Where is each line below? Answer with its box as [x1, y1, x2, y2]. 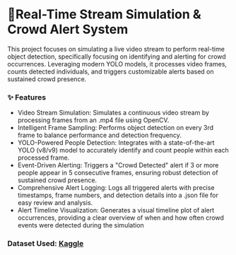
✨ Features [7, 92, 47, 102]
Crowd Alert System [7, 21, 129, 37]
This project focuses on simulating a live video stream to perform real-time [7, 45, 225, 53]
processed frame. [17, 153, 70, 162]
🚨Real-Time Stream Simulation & [7, 6, 201, 23]
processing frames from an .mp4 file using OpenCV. [17, 116, 170, 124]
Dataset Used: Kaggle [7, 239, 84, 249]
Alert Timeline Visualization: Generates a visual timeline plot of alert [17, 206, 215, 215]
